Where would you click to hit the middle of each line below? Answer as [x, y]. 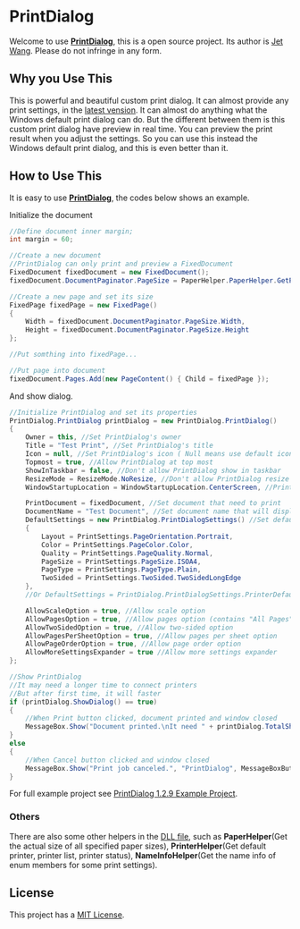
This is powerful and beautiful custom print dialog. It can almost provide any [149, 100]
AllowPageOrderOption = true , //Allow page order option [133, 644]
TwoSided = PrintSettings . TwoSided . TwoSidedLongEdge [142, 579]
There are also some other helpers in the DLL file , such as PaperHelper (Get [149, 836]
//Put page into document [57, 370]
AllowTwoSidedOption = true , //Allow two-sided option [129, 628]
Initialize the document [51, 215]
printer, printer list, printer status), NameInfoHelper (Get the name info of [143, 855]
